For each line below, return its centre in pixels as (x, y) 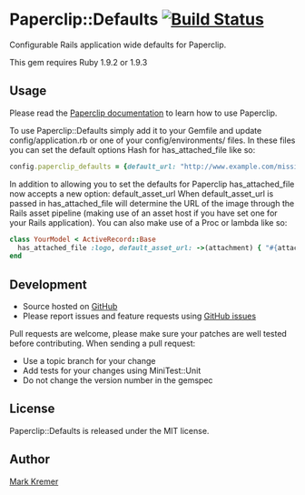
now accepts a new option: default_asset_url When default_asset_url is (142, 193)
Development (49, 284)
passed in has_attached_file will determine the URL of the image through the (152, 203)
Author (30, 460)
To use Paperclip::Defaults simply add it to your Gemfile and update (136, 130)
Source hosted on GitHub (70, 307)
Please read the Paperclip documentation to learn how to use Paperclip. (143, 113)
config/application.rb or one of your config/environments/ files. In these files (152, 140)
